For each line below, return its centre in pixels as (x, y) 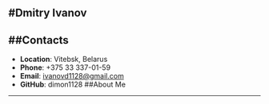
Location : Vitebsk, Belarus (64, 60)
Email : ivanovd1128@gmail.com (72, 76)
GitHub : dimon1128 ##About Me (73, 85)
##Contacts (39, 40)
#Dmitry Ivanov (48, 13)
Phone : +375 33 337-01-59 (65, 67)
